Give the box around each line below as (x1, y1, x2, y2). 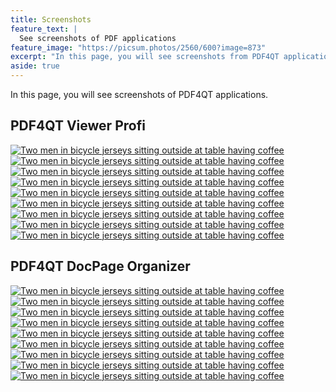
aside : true (10, 61, 60, 71)
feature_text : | (10, 24, 78, 34)
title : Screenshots (10, 14, 92, 25)
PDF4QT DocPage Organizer (10, 258, 191, 275)
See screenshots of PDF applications (19, 33, 177, 43)
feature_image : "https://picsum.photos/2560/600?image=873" (10, 42, 267, 53)
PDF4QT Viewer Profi (10, 117, 146, 135)
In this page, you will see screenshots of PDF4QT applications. (10, 89, 269, 100)
